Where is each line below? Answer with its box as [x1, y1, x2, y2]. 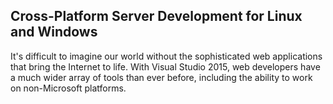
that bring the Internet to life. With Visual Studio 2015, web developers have [10, 60, 321, 73]
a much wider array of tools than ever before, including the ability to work [10, 71, 313, 83]
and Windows [10, 24, 98, 41]
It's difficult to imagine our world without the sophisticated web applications [10, 50, 323, 62]
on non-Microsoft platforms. [10, 82, 127, 94]
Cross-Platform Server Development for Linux [10, 8, 303, 25]
